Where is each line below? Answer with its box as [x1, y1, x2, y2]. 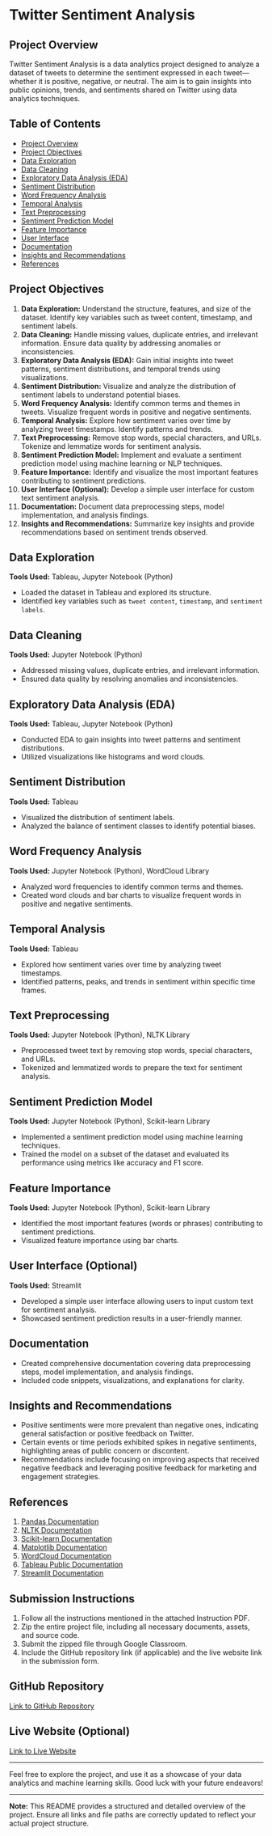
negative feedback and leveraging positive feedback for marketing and [20, 1463, 257, 1473]
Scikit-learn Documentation [20, 1534, 112, 1544]
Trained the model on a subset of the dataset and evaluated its [20, 1149, 229, 1159]
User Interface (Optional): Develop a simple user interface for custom [20, 484, 255, 494]
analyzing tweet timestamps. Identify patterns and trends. [20, 424, 213, 434]
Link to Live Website [9, 1745, 77, 1756]
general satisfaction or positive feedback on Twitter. [20, 1429, 195, 1439]
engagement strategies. [20, 1472, 100, 1482]
